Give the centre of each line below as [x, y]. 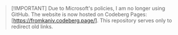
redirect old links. [32, 26]
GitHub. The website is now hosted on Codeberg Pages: [79, 14]
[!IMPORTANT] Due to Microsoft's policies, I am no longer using [88, 8]
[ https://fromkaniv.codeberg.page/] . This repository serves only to [91, 20]
